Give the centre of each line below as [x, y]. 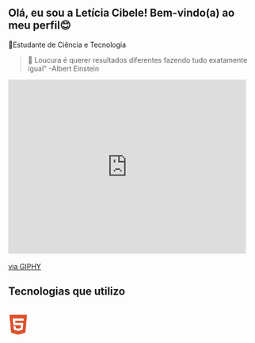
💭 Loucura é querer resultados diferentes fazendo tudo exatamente [137, 60]
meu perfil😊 [40, 26]
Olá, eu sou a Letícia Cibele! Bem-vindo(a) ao [122, 13]
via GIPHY [25, 266]
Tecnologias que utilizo [67, 292]
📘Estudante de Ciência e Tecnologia [67, 44]
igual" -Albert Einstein [63, 68]
